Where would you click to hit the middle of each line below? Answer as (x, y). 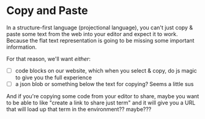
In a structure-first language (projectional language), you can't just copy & (100, 27)
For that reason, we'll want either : (48, 59)
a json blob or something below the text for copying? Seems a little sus (104, 84)
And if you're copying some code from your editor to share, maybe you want (103, 96)
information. (22, 47)
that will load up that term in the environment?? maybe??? (79, 109)
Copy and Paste (47, 11)
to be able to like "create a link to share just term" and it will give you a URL (101, 103)
